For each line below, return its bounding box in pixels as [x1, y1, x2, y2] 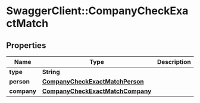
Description [157, 58, 192, 66]
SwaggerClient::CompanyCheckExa [6, 4, 189, 18]
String [42, 68, 61, 76]
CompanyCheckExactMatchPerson [42, 78, 144, 85]
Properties [6, 40, 46, 50]
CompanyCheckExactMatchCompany [42, 87, 152, 95]
